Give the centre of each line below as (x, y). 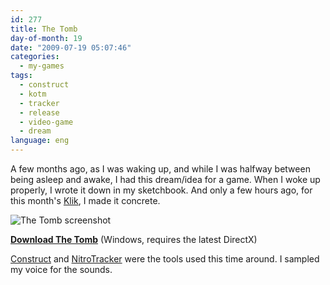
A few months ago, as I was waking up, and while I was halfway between (160, 169)
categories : (35, 57)
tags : (21, 76)
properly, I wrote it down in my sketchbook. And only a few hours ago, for (161, 190)
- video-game (46, 122)
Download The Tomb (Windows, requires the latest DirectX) (134, 239)
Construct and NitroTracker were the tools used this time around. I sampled (165, 259)
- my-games (42, 66)
